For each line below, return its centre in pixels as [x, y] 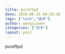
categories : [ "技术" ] [27, 28]
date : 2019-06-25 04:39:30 [33, 14]
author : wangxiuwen [25, 23]
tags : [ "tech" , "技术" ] [28, 19]
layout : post [18, 32]
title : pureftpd [22, 10]
